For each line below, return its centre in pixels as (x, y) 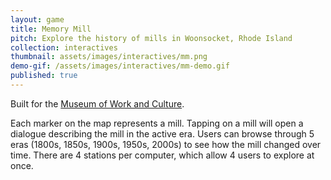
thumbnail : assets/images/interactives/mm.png (109, 57)
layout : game (37, 19)
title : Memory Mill (51, 29)
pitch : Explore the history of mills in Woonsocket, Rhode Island (151, 38)
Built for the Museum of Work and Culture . (97, 103)
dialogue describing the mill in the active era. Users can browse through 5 (162, 133)
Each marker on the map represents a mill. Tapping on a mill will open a (157, 123)
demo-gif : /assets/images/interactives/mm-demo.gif (120, 66)
